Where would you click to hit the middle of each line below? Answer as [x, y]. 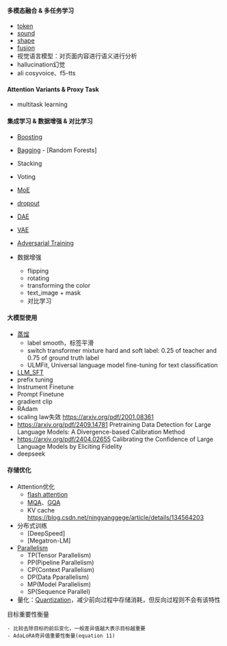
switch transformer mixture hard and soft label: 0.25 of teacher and [122, 350]
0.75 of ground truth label [63, 358]
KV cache [41, 510]
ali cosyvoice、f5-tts [46, 73]
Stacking [29, 163]
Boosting [29, 136]
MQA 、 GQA [44, 503]
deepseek [31, 454]
